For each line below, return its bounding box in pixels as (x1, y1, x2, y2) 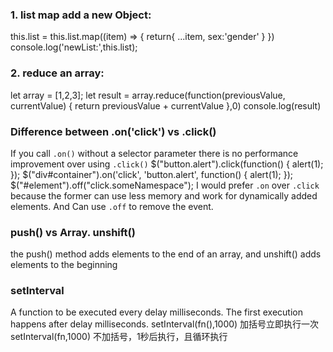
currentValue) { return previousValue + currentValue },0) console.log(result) (10, 99, 322, 112)
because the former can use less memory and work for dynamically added (10, 189, 318, 202)
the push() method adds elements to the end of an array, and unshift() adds (10, 248, 322, 260)
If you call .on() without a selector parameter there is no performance (10, 147, 299, 159)
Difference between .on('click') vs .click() (10, 124, 217, 138)
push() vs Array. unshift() (10, 225, 136, 239)
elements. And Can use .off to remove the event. (10, 200, 214, 212)
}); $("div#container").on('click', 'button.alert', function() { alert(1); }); (10, 168, 294, 180)
